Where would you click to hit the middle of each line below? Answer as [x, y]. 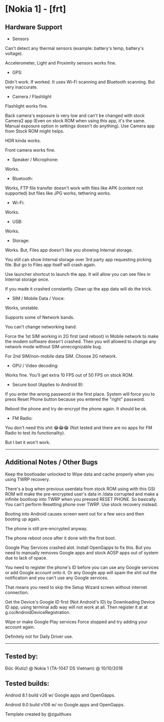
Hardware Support [34, 27]
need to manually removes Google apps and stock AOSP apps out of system [82, 553]
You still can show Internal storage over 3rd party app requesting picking [78, 259]
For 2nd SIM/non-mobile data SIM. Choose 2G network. [61, 356]
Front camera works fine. [30, 150]
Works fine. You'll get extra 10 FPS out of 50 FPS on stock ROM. [69, 375]
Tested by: [21, 656]
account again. [20, 627]
